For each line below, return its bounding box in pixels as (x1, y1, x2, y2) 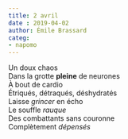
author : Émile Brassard (8, 26, 87, 34)
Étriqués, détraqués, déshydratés (8, 88, 118, 98)
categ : (8, 33, 30, 42)
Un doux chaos (8, 63, 58, 72)
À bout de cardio (8, 80, 64, 90)
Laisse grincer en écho (8, 97, 83, 106)
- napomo (8, 41, 37, 49)
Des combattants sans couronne (8, 114, 115, 123)
